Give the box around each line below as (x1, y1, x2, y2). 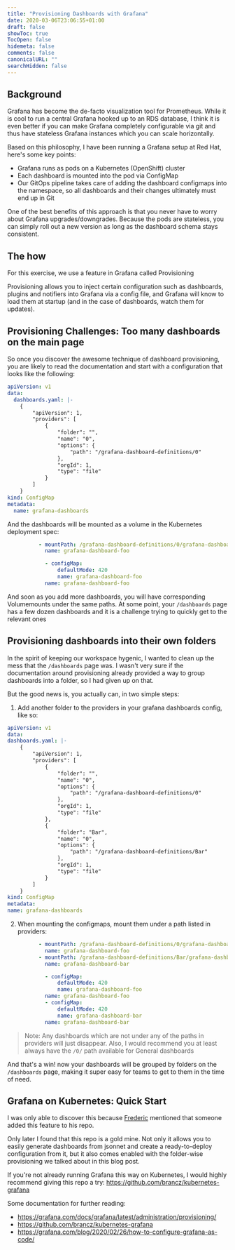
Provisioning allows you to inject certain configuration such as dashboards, (7, 282, 224, 291)
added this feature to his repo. (7, 1121, 94, 1130)
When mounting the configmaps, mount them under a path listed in (17, 920, 211, 928)
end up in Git (17, 194, 55, 202)
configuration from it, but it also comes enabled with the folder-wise (7, 1150, 204, 1158)
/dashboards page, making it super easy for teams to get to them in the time (7, 1068, 225, 1076)
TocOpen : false (7, 36, 52, 44)
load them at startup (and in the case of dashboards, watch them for (7, 298, 204, 306)
